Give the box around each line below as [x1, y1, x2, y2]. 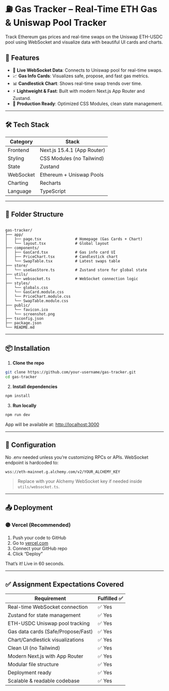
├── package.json [5, 321, 42, 326]
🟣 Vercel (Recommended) [5, 521, 71, 528]
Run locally [12, 402, 37, 408]
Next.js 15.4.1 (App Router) [40, 146, 106, 153]
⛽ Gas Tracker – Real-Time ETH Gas [5, 4, 157, 15]
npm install [5, 393, 30, 398]
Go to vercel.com [12, 540, 49, 546]
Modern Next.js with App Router [8, 653, 83, 660]
